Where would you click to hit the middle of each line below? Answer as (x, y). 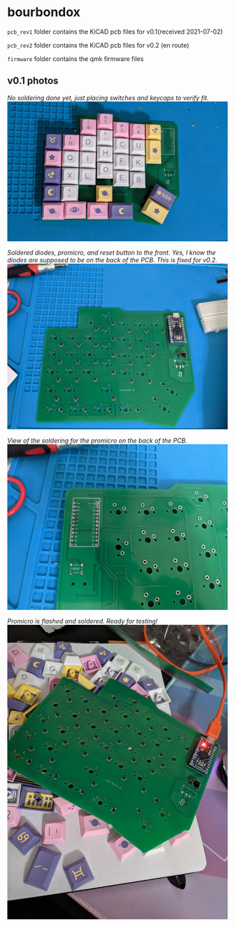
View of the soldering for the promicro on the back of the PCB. (97, 440)
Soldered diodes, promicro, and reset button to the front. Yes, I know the (112, 252)
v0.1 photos (33, 81)
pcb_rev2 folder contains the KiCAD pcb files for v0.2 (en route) (98, 45)
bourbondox (44, 12)
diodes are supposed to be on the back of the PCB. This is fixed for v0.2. (113, 259)
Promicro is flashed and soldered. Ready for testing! (83, 621)
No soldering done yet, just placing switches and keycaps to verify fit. (108, 97)
